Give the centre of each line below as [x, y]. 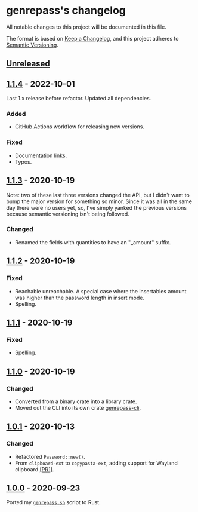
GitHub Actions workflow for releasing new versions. [80, 127]
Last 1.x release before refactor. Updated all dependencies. [79, 99]
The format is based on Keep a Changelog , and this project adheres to [92, 38]
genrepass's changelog [66, 10]
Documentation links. [41, 155]
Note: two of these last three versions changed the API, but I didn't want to [98, 195]
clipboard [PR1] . [34, 469]
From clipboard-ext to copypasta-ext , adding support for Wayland [96, 463]
